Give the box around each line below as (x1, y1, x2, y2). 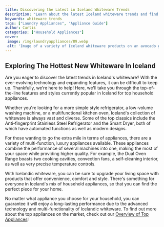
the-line (5, 90, 21, 96)
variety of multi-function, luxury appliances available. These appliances (5, 140, 149, 146)
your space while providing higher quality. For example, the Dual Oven (5, 151, 146, 157)
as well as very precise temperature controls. (5, 161, 96, 167)
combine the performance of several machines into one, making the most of (5, 145, 158, 152)
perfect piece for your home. (5, 186, 63, 192)
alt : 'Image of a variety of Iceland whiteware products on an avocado (7, 44, 156, 48)
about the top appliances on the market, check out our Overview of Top (5, 211, 149, 217)
